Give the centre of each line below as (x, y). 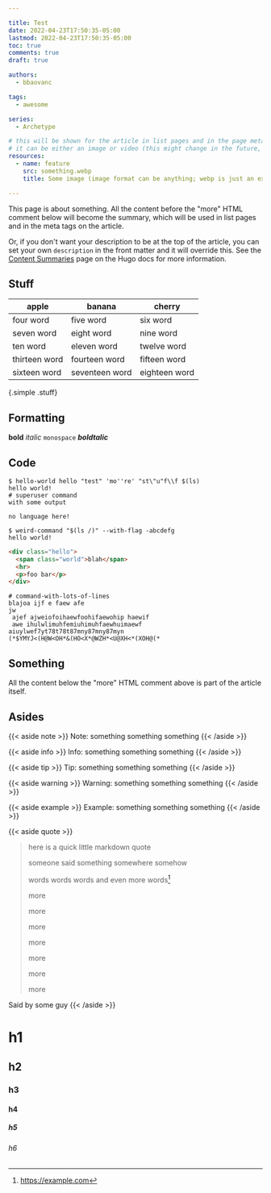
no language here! (39, 516)
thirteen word (38, 360)
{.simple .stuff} (33, 393)
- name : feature (43, 164)
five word (89, 320)
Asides (26, 717)
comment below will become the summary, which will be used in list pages (132, 217)
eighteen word (167, 373)
